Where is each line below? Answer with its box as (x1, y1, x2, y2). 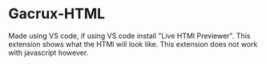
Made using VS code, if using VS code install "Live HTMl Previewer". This (8, 31, 251, 40)
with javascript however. (8, 48, 89, 57)
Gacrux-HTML (8, 5, 106, 23)
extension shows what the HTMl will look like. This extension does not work (8, 39, 258, 48)
